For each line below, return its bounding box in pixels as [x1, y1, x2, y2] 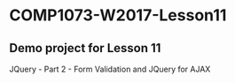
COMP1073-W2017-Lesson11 [9, 5, 227, 26]
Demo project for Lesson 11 [9, 41, 161, 56]
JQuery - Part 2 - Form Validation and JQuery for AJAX [9, 64, 211, 74]
